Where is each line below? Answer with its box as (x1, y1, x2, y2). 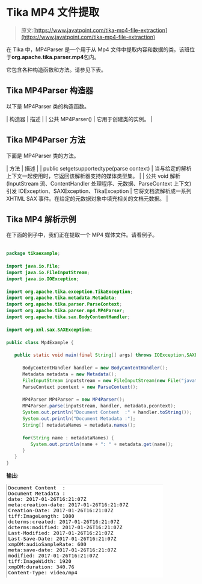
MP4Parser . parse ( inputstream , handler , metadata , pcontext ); (22, 403, 176, 409)
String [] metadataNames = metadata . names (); (22, 422, 136, 428)
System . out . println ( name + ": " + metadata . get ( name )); (30, 441, 174, 447)
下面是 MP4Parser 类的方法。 (6, 152, 79, 159)
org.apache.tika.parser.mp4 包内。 (11, 53, 100, 60)
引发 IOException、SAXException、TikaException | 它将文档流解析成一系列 (6, 187, 192, 195)
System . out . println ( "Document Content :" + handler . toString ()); (22, 409, 192, 416)
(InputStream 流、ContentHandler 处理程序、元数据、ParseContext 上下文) (6, 180, 192, 187)
